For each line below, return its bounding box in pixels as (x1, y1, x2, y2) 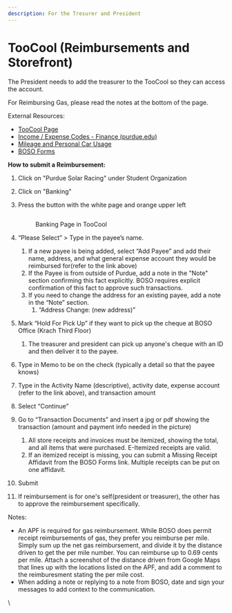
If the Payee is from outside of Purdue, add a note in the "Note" (28, 269, 209, 277)
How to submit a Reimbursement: (8, 160, 106, 169)
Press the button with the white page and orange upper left (17, 200, 186, 209)
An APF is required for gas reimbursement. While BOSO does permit (17, 526, 212, 534)
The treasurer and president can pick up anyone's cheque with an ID (28, 339, 224, 348)
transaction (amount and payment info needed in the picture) (17, 422, 192, 431)
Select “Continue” (17, 402, 69, 410)
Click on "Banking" (17, 187, 72, 196)
